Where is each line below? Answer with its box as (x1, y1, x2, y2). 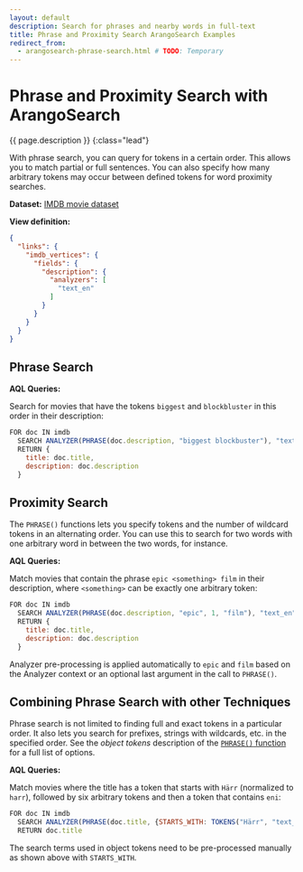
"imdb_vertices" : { (25, 250, 99, 259)
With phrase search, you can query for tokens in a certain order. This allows (9, 153, 291, 164)
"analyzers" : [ (49, 276, 106, 285)
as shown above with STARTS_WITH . (9, 852, 137, 863)
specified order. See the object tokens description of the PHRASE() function (9, 737, 287, 748)
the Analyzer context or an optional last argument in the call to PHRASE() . (9, 668, 278, 679)
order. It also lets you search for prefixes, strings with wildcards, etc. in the (9, 728, 287, 739)
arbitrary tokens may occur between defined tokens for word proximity (9, 172, 272, 183)
